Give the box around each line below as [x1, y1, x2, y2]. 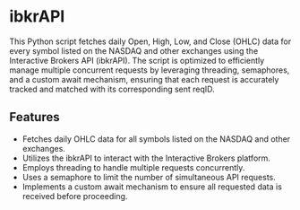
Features [9, 109, 60, 125]
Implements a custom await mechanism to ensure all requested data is [21, 181, 282, 192]
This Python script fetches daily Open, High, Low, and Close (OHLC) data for [9, 36, 292, 47]
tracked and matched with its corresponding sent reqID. [9, 83, 215, 94]
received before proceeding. [21, 190, 128, 201]
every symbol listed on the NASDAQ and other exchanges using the [9, 45, 259, 56]
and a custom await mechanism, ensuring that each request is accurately [9, 74, 279, 84]
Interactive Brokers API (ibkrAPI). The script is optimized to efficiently [9, 55, 265, 66]
